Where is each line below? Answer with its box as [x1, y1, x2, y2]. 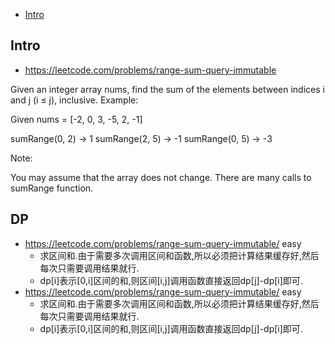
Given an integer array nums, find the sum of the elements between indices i [10, 83, 325, 95]
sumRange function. [10, 182, 94, 194]
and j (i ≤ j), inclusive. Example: [10, 94, 139, 106]
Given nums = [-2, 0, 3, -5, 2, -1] [10, 113, 143, 125]
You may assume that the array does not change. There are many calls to [10, 171, 312, 183]
